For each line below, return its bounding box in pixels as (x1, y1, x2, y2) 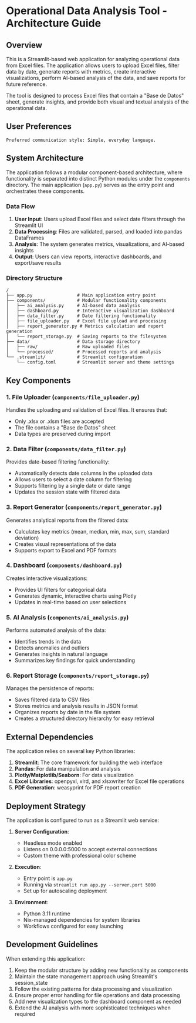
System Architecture (6, 153, 84, 163)
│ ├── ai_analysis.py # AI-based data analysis (6, 303, 141, 309)
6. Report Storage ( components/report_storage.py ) (6, 672, 150, 680)
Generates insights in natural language (14, 651, 109, 658)
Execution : (14, 864, 42, 871)
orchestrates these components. (6, 187, 85, 195)
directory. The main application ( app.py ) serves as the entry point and (6, 181, 174, 188)
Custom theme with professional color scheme (23, 852, 137, 859)
